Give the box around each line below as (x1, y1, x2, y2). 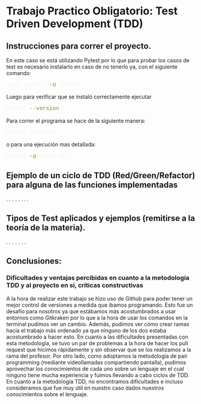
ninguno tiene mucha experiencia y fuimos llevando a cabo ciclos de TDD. (6, 371, 190, 379)
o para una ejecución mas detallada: (6, 141, 96, 148)
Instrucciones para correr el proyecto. (6, 41, 152, 51)
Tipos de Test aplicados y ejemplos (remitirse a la (6, 213, 195, 223)
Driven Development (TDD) (6, 17, 143, 31)
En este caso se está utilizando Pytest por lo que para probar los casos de (6, 57, 190, 64)
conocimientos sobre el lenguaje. (6, 390, 88, 397)
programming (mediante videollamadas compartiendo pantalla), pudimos (6, 358, 187, 366)
